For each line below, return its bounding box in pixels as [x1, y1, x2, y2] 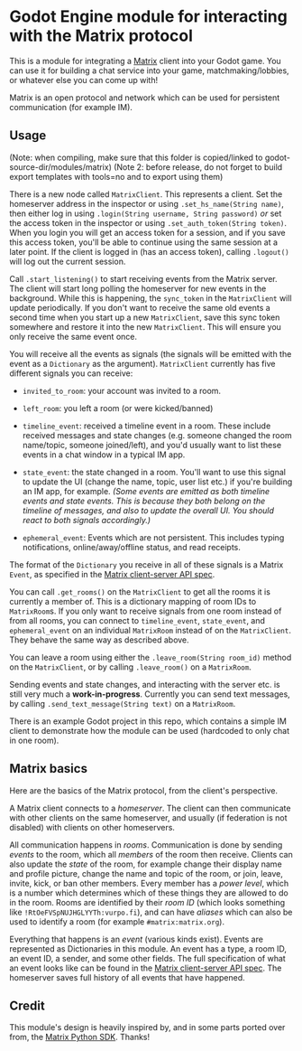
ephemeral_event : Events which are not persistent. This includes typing [22, 531, 285, 543]
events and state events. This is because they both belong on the [22, 495, 266, 506]
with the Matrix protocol [9, 25, 194, 46]
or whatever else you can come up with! [9, 74, 159, 85]
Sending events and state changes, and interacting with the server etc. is [9, 679, 281, 690]
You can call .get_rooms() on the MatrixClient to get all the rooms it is [9, 586, 270, 597]
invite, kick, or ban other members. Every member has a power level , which [9, 877, 289, 888]
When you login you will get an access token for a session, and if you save [9, 227, 286, 238]
